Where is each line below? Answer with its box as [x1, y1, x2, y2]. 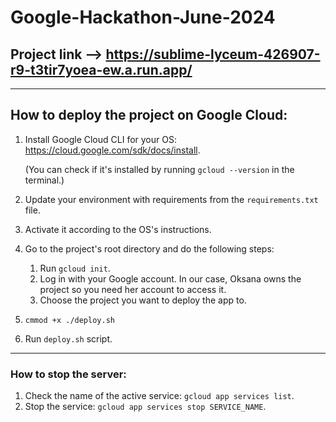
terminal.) [24, 174, 65, 186]
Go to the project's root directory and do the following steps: [24, 242, 275, 255]
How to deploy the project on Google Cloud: [10, 107, 288, 124]
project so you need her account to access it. [39, 283, 227, 295]
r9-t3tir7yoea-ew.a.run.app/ [10, 61, 193, 78]
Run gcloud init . [39, 262, 111, 274]
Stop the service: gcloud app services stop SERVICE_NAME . [24, 401, 267, 413]
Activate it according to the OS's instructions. [24, 223, 212, 235]
